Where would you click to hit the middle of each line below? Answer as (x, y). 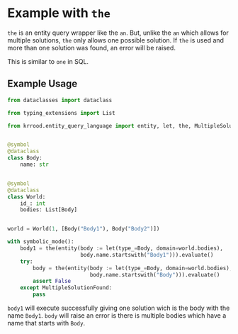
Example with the (59, 13)
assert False (52, 282)
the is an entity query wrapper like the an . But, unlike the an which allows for (118, 33)
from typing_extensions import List (61, 113)
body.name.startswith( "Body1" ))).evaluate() (147, 255)
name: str (35, 165)
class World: (27, 196)
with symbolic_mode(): (41, 242)
